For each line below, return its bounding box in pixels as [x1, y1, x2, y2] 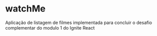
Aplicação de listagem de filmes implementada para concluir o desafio [5, 19, 152, 25]
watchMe [5, 3, 46, 14]
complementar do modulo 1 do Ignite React [5, 24, 95, 30]
